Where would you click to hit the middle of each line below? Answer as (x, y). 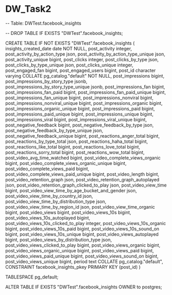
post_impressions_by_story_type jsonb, (47, 81)
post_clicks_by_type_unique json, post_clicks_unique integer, (69, 65)
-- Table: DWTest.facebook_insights (43, 23)
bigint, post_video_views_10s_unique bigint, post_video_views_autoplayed (82, 234)
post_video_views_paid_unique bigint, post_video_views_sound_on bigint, (82, 256)
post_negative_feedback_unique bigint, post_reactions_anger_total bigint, (83, 136)
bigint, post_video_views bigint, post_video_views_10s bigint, (68, 212)
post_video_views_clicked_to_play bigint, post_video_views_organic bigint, (83, 245)
